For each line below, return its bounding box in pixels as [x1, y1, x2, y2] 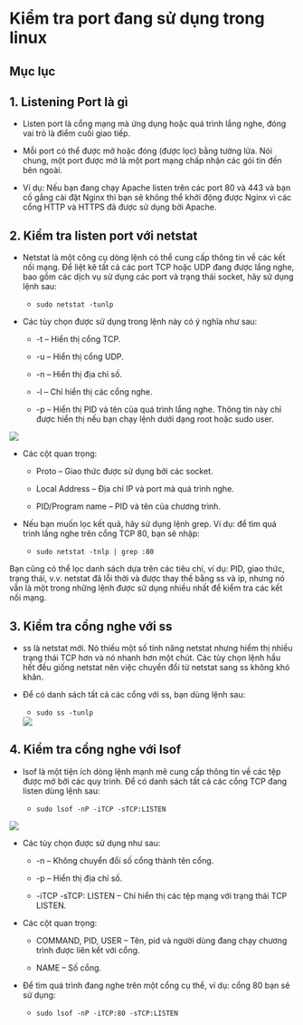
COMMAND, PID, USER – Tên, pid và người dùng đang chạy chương [35, 934, 288, 946]
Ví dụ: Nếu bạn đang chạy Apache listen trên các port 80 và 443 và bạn [22, 182, 291, 193]
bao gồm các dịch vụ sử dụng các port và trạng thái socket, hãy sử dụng [22, 271, 294, 282]
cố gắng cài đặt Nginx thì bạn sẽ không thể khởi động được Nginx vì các [22, 192, 292, 203]
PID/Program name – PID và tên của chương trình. [35, 501, 222, 512]
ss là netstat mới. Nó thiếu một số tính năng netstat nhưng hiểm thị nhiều [22, 643, 293, 654]
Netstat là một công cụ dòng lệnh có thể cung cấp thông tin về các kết [22, 252, 286, 263]
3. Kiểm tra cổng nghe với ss [9, 619, 173, 634]
